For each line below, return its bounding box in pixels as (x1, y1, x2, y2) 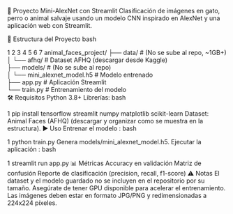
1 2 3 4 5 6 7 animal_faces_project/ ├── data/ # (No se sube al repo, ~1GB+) (7, 49, 227, 56)
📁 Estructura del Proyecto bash (7, 35, 96, 43)
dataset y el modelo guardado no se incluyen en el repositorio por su (7, 176, 205, 185)
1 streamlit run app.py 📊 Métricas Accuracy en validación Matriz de (7, 159, 202, 167)
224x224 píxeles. (7, 199, 57, 207)
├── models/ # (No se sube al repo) (7, 63, 112, 71)
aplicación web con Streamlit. (7, 22, 93, 29)
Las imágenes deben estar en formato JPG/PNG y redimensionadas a (7, 192, 207, 199)
